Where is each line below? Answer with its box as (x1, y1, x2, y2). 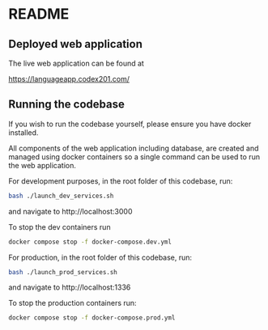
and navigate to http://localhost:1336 (8, 282, 131, 292)
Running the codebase (8, 98, 125, 112)
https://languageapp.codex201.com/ (8, 74, 130, 83)
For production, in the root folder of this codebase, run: (8, 252, 193, 262)
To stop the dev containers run (8, 222, 111, 231)
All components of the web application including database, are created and (8, 143, 259, 153)
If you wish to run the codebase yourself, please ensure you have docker (8, 119, 252, 129)
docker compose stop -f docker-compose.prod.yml (8, 314, 176, 322)
